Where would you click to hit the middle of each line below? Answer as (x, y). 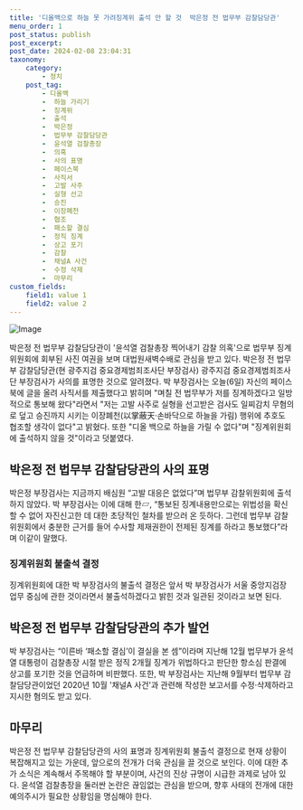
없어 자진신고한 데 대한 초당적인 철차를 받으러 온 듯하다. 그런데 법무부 (150, 515)
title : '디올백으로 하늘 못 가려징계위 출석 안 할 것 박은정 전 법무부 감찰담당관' (145, 18)
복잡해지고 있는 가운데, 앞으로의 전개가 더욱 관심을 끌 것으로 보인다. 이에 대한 (144, 763)
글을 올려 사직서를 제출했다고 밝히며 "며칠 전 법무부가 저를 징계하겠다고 (151, 393)
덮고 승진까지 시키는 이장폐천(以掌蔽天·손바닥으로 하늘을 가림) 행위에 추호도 (152, 416)
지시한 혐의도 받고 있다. (51, 696)
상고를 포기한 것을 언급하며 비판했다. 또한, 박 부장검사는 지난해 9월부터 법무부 (146, 673)
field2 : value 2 (57, 304)
